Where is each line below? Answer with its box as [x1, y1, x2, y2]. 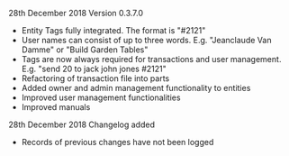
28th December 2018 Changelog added [8, 119, 155, 130]
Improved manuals [21, 102, 91, 112]
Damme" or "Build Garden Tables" [21, 44, 149, 55]
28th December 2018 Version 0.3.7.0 [8, 8, 144, 18]
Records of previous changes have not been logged [21, 137, 214, 147]
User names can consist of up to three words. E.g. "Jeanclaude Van [21, 35, 272, 45]
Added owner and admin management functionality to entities [21, 83, 251, 93]
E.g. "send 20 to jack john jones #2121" [21, 63, 167, 74]
